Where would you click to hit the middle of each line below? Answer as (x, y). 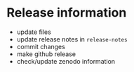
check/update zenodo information (66, 61)
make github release (46, 54)
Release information (67, 13)
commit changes (41, 46)
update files (34, 32)
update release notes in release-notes (72, 39)
